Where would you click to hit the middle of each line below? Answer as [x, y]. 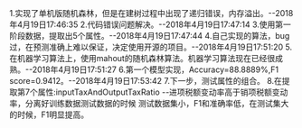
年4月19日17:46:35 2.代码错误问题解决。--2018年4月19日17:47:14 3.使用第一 [151, 24]
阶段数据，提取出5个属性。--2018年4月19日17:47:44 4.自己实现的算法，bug [150, 36]
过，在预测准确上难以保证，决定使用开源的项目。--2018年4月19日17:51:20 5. [151, 47]
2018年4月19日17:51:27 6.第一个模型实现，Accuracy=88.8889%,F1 [155, 69]
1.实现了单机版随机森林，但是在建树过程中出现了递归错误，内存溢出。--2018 [151, 13]
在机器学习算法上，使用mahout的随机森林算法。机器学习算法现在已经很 [142, 58]
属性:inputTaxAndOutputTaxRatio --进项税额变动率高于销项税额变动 [163, 92]
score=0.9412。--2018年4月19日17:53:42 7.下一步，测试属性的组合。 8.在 [146, 81]
